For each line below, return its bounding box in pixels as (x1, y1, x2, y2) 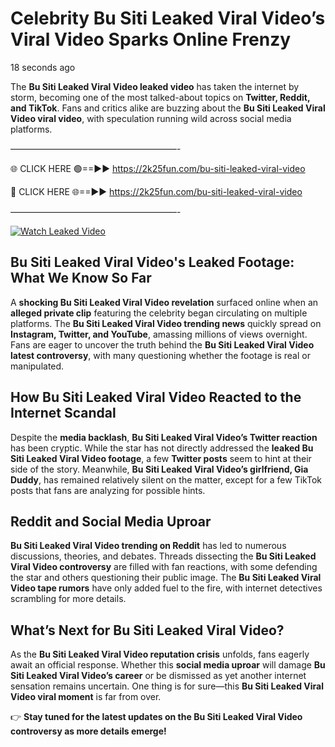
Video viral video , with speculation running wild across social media (10, 112, 292, 124)
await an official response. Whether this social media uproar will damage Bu (10, 659, 326, 671)
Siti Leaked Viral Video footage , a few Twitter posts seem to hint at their (10, 452, 312, 464)
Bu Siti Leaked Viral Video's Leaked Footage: (10, 254, 295, 271)
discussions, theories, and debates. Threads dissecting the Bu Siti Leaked (10, 550, 317, 562)
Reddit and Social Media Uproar (10, 513, 212, 530)
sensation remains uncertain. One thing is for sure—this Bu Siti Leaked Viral (10, 680, 324, 692)
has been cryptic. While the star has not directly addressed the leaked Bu (10, 442, 314, 454)
